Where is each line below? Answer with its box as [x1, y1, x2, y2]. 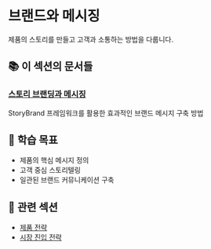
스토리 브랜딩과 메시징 [8, 89, 86, 100]
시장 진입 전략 [19, 233, 62, 242]
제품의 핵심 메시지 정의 [19, 156, 89, 165]
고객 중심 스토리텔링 [19, 166, 81, 175]
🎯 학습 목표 [8, 134, 59, 147]
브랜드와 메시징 [8, 7, 100, 25]
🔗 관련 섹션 [8, 200, 59, 214]
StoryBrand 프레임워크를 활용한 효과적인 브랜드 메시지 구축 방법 [8, 108, 204, 118]
